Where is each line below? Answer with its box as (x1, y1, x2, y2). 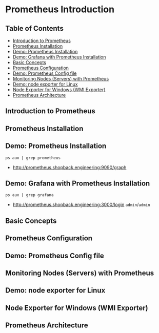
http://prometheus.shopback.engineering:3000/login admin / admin (12, 201, 150, 208)
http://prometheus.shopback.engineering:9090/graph (12, 164, 127, 170)
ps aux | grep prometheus (5, 155, 61, 160)
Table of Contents (5, 24, 64, 33)
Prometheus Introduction (5, 4, 114, 15)
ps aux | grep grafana (5, 193, 54, 198)
